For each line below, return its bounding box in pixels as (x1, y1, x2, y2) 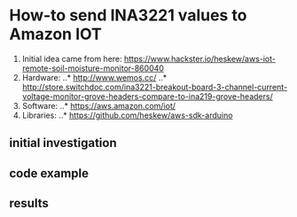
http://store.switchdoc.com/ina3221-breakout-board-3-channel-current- (21, 81, 288, 92)
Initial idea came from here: (21, 53, 122, 64)
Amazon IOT (9, 24, 102, 44)
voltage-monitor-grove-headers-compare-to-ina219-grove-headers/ (21, 90, 273, 102)
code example (9, 166, 89, 181)
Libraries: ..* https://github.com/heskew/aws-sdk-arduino (21, 110, 233, 120)
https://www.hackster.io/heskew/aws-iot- (123, 53, 277, 64)
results (9, 196, 49, 211)
